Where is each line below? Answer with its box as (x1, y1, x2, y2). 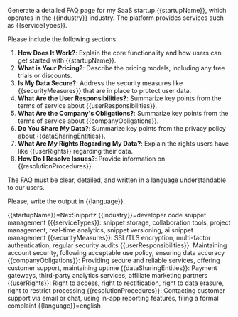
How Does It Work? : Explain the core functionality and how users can (17, 49, 222, 57)
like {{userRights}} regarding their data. (17, 147, 134, 155)
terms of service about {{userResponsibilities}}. (17, 102, 158, 109)
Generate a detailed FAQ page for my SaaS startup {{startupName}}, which (7, 6, 227, 14)
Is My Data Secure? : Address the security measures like (17, 79, 183, 87)
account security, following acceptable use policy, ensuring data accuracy (7, 249, 225, 257)
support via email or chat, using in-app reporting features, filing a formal (7, 294, 219, 302)
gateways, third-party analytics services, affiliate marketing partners (7, 272, 208, 279)
